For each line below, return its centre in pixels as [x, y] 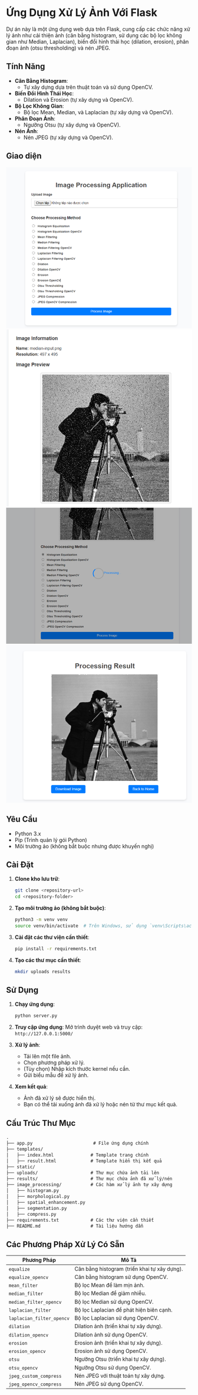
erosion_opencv [27, 1352]
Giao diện [24, 156]
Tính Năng [26, 67]
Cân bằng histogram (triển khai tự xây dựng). [129, 1268]
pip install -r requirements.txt [56, 949]
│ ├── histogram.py [33, 1191]
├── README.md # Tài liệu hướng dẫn [75, 1226]
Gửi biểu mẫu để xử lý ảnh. [56, 1075]
